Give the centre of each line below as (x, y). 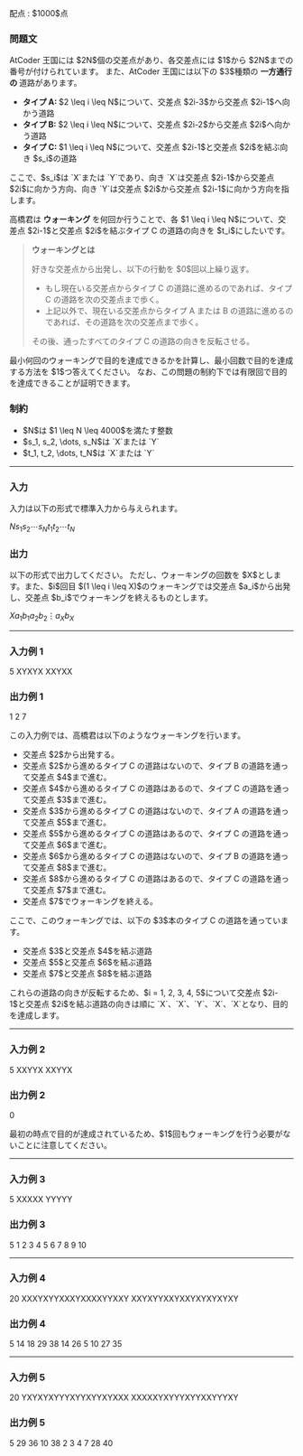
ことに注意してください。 (64, 1144)
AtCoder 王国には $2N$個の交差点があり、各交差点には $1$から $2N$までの (151, 61)
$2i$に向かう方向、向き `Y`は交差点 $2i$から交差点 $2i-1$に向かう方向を (146, 189)
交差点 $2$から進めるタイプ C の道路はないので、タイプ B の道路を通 (151, 766)
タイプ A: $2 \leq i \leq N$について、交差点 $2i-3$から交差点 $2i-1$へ (152, 102)
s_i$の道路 (57, 159)
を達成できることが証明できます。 (72, 383)
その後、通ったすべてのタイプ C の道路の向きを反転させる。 (143, 341)
